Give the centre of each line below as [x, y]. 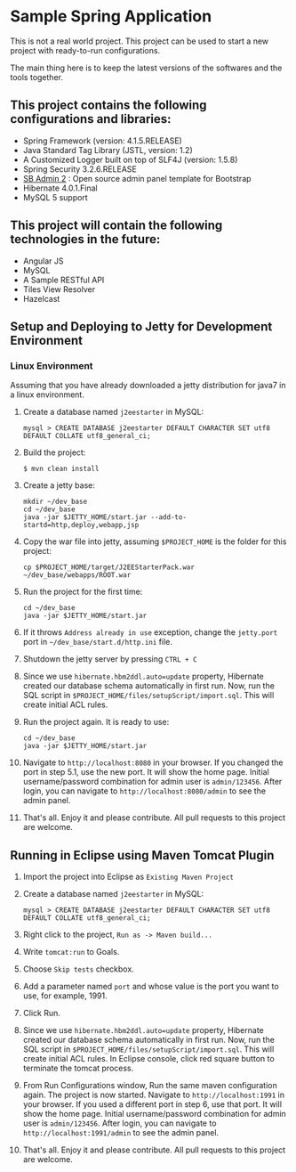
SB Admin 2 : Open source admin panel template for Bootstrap [137, 178]
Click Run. [42, 1013]
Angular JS [44, 261]
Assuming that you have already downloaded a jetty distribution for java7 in [148, 386]
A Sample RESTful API [64, 280]
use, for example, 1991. [65, 996]
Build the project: [54, 452]
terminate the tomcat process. [78, 1068]
